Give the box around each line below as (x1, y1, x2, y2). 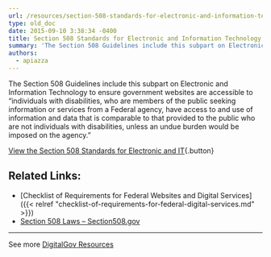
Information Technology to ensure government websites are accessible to (8, 87, 253, 97)
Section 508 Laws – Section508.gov (19, 216, 140, 226)
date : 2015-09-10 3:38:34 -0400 (8, 27, 117, 35)
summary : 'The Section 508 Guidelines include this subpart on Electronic (8, 42, 265, 50)
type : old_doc (8, 19, 56, 27)
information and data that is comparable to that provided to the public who (8, 113, 256, 122)
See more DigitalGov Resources (8, 239, 115, 249)
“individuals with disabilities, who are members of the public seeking (8, 96, 236, 106)
